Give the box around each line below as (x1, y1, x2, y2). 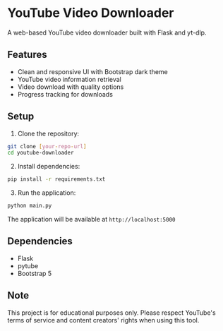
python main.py (7, 203, 52, 210)
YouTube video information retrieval (17, 75, 122, 83)
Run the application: (17, 188, 76, 197)
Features (7, 49, 47, 61)
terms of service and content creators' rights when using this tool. (7, 315, 200, 324)
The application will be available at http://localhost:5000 (7, 215, 176, 224)
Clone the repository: (17, 129, 80, 138)
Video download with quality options (17, 83, 124, 91)
